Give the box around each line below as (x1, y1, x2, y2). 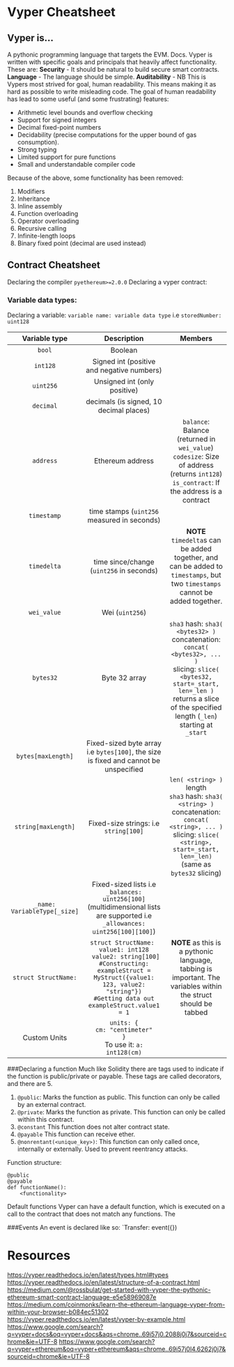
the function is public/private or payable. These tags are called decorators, (7, 1072, 222, 1080)
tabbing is (180, 964, 212, 974)
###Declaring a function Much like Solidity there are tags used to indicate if (7, 1064, 224, 1074)
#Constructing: (98, 960, 150, 968)
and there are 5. (7, 1080, 53, 1088)
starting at (179, 720, 213, 730)
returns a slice (173, 694, 219, 704)
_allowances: (102, 919, 146, 928)
